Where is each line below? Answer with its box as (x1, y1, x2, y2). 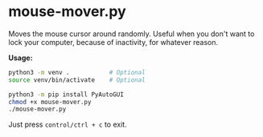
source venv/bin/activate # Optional (8, 75, 146, 84)
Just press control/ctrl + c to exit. (8, 119, 127, 130)
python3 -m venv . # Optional (8, 68, 146, 76)
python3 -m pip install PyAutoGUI (8, 91, 125, 99)
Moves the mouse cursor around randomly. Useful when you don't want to (8, 29, 255, 38)
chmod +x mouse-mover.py (8, 98, 92, 106)
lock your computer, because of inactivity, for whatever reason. (8, 37, 219, 46)
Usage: (8, 53, 34, 62)
